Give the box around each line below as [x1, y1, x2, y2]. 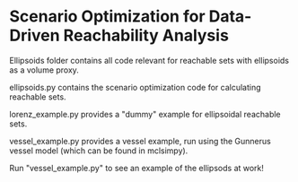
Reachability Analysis [63, 25, 229, 46]
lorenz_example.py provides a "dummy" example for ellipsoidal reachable [9, 108, 281, 119]
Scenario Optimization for [9, 6, 206, 27]
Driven [9, 25, 60, 46]
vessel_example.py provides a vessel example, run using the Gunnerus [9, 135, 271, 146]
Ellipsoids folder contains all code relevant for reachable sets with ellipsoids [9, 55, 290, 65]
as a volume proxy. [9, 65, 79, 75]
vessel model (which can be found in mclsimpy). [9, 145, 188, 156]
